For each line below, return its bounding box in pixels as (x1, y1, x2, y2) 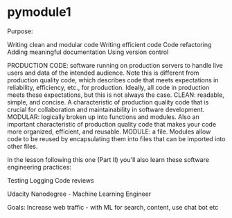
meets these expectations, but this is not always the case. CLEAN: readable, (7, 91, 225, 99)
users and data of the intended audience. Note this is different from (7, 69, 199, 77)
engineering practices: (7, 163, 71, 171)
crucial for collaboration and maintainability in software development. (7, 105, 205, 113)
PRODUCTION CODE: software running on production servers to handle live (7, 61, 224, 69)
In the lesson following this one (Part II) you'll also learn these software (7, 155, 210, 163)
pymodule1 (7, 4, 71, 20)
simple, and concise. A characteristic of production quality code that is (7, 98, 209, 106)
